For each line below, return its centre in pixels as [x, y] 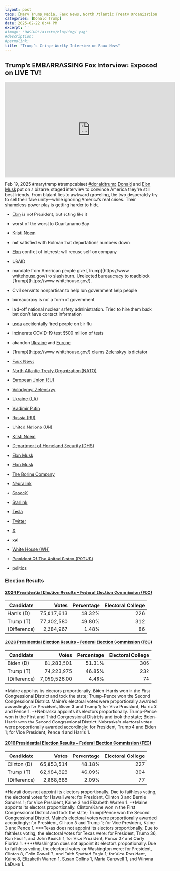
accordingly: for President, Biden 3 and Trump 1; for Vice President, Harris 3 [81, 706]
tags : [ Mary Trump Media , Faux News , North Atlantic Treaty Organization [81, 14]
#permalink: [17, 41]
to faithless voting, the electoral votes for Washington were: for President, [79, 848]
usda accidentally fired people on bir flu [52, 324]
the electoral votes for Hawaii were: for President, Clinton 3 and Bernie [76, 797]
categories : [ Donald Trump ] [33, 18]
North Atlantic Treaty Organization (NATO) [54, 371]
